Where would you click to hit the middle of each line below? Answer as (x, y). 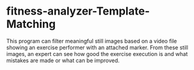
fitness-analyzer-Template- (78, 11)
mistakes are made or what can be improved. (63, 60)
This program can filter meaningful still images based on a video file (92, 41)
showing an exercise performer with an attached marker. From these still (97, 47)
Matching (31, 24)
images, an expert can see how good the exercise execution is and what (97, 54)
